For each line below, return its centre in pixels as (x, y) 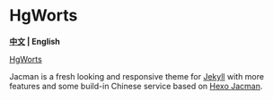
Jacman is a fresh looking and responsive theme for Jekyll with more (137, 76)
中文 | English (35, 41)
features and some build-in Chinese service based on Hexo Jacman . (136, 86)
